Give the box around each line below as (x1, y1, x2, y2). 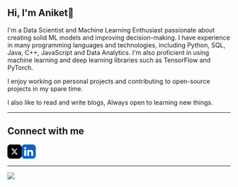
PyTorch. (7, 63, 34, 71)
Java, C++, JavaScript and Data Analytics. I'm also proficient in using (7, 48, 210, 56)
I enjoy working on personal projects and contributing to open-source (7, 77, 210, 85)
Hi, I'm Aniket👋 (7, 7, 74, 19)
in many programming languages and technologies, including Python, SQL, (7, 40, 226, 49)
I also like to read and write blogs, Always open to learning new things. (7, 98, 214, 107)
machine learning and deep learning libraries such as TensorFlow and (7, 56, 211, 64)
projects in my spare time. (7, 84, 84, 92)
